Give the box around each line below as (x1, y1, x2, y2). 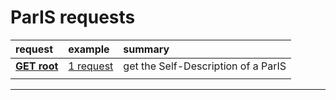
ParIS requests (10, 6, 136, 29)
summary (123, 42, 170, 56)
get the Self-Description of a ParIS (123, 59, 287, 73)
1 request (68, 59, 114, 73)
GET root (15, 59, 59, 73)
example (68, 42, 110, 56)
